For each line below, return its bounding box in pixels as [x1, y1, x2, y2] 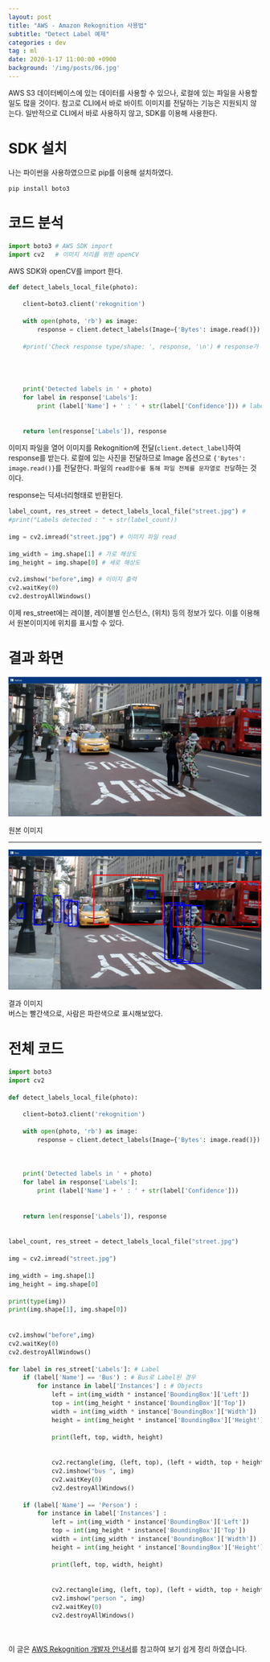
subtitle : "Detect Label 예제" [8, 30, 110, 38]
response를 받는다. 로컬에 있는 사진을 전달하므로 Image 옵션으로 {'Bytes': [8, 453, 247, 463]
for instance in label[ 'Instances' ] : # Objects [37, 1382, 203, 1391]
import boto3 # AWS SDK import [8, 242, 113, 250]
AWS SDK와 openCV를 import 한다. [8, 266, 123, 275]
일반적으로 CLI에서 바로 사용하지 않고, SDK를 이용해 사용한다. [25, 108, 218, 118]
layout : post [8, 13, 52, 21]
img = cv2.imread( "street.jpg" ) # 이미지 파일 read [8, 532, 177, 541]
